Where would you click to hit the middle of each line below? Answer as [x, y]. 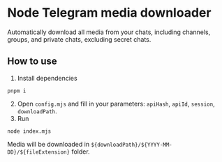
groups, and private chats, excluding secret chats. [79, 39]
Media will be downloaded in [48, 144]
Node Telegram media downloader [109, 13]
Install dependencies [47, 78]
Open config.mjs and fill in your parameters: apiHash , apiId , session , [116, 104]
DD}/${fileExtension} [39, 152]
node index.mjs [29, 131]
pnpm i [17, 91]
